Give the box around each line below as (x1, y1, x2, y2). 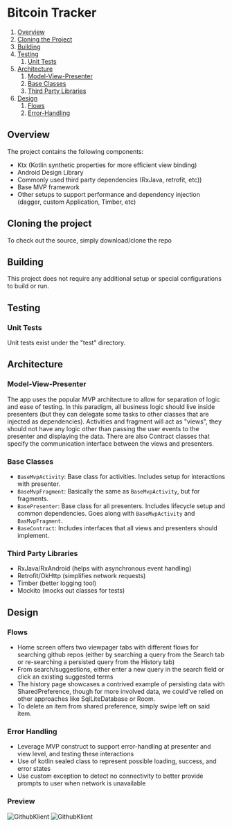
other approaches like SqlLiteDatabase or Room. (17, 695, 156, 703)
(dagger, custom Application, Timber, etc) (17, 198, 136, 206)
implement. (17, 532, 50, 540)
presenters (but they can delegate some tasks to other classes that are (7, 410, 209, 418)
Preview (7, 796, 35, 806)
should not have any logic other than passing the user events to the (7, 424, 199, 433)
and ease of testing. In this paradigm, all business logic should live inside (7, 402, 215, 410)
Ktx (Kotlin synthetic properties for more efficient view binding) (17, 161, 197, 169)
